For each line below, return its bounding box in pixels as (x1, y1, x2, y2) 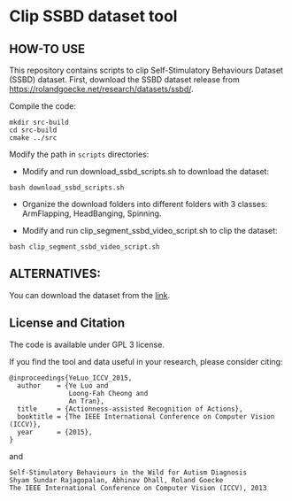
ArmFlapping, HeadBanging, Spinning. (21, 208, 162, 219)
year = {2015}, (17, 428, 93, 436)
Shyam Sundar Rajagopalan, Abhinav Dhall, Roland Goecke (9, 475, 224, 484)
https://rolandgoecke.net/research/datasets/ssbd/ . (9, 84, 194, 94)
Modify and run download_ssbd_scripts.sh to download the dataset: (21, 166, 270, 176)
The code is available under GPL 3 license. (9, 339, 165, 350)
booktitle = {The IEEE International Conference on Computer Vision (17, 412, 275, 421)
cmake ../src (9, 134, 58, 143)
